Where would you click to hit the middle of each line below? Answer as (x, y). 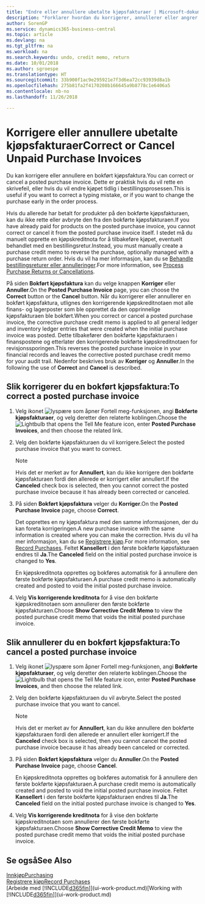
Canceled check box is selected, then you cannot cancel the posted (101, 741)
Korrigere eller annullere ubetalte (92, 132)
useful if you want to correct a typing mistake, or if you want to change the (100, 195)
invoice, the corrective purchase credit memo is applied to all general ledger (102, 322)
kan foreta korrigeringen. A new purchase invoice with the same (95, 528)
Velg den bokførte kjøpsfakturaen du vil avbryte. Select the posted (98, 698)
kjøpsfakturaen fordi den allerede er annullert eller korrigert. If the (97, 734)
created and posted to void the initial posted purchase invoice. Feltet (101, 791)
